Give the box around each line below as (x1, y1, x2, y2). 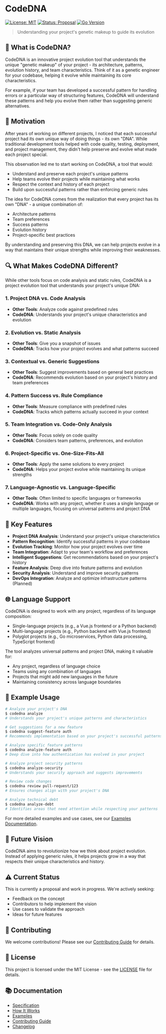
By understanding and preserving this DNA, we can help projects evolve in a (5, 241, 161, 248)
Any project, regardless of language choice (12, 663, 100, 669)
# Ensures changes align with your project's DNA (5, 788, 110, 793)
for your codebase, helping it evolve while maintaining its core (5, 72, 132, 78)
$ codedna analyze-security (5, 766, 63, 771)
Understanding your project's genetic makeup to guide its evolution (17, 29, 155, 35)
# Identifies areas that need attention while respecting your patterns (5, 806, 158, 811)
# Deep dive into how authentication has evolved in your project (5, 752, 145, 757)
